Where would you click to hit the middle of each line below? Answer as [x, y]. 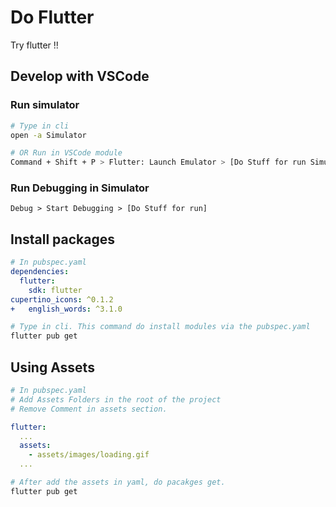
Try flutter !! [34, 45]
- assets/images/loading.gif [89, 455]
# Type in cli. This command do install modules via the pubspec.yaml [160, 327]
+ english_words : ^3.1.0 [66, 309]
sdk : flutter [55, 290]
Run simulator [45, 105]
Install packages [62, 239]
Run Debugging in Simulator [80, 188]
